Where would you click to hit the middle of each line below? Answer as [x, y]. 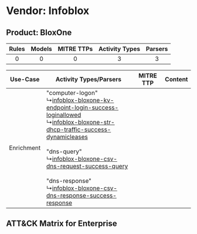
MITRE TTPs [75, 49]
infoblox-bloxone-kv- [83, 100]
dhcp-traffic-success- [79, 129]
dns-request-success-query [87, 166]
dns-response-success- [81, 196]
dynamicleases [67, 137]
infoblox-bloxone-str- [84, 122]
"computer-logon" [72, 93]
